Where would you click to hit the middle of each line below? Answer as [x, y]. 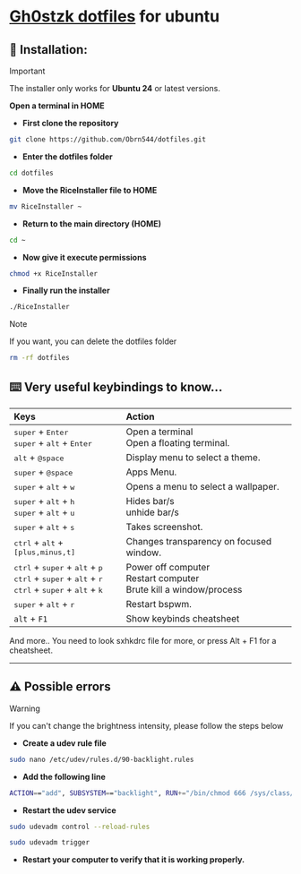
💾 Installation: [48, 50]
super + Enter [41, 432]
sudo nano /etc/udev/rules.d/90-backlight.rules [102, 759]
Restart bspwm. [159, 604]
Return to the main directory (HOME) [92, 223]
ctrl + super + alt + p [58, 567]
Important [27, 71]
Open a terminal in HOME [57, 106]
